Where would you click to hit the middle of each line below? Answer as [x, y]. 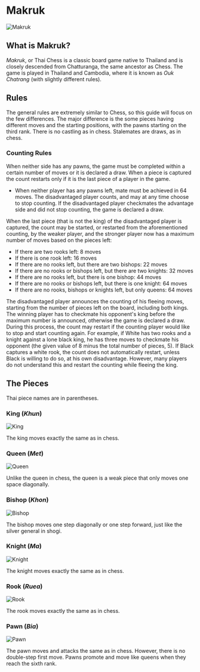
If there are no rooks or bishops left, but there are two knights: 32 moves [104, 271]
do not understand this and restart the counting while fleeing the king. [92, 364]
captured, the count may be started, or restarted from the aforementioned [97, 227]
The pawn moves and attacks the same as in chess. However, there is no [96, 651]
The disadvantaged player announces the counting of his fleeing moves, [95, 301]
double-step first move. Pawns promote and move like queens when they [96, 657]
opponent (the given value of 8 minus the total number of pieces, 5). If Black [100, 346]
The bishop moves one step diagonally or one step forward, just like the [94, 524]
